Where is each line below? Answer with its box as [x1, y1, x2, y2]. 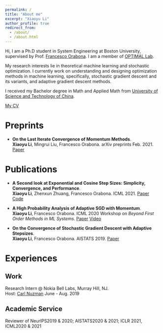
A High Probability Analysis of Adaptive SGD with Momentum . [12, 205, 141, 211]
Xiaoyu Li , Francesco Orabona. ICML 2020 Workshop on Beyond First [12, 210, 154, 216]
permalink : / [5, 7, 32, 12]
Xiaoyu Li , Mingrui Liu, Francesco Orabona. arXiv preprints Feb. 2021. [12, 141, 154, 147]
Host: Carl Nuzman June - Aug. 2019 [5, 290, 80, 296]
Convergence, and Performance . [12, 185, 81, 191]
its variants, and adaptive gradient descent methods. [5, 78, 112, 84]
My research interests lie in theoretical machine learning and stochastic [5, 62, 150, 69]
